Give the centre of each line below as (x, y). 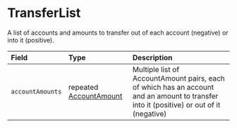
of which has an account (173, 87)
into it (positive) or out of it (176, 105)
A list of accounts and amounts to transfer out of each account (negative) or (118, 33)
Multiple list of (156, 69)
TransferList (44, 13)
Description (152, 57)
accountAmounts (36, 91)
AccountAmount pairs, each (178, 78)
